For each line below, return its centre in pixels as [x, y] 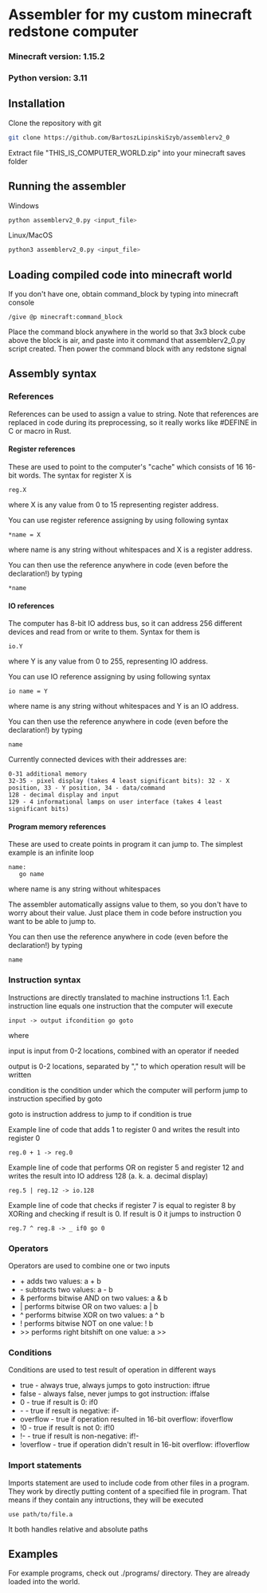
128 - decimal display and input [64, 795]
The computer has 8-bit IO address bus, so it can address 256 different [126, 623]
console [22, 303]
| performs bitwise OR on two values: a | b [89, 1306]
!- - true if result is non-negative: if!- [79, 1436]
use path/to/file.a [41, 1514]
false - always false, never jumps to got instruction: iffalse [114, 1394]
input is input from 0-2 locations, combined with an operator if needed [124, 1051]
